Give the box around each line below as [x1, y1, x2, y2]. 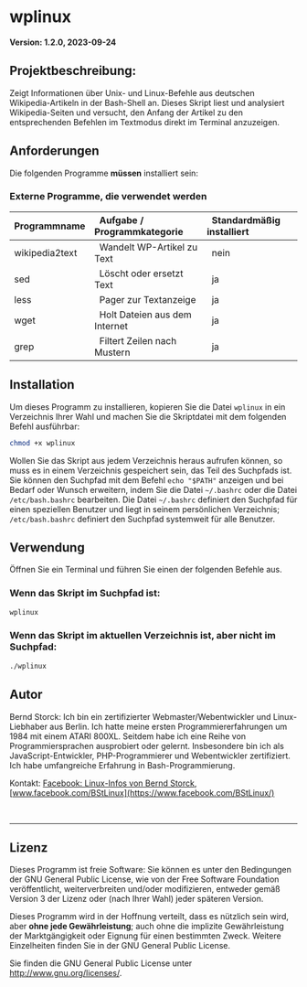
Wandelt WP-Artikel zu [99, 241, 198, 253]
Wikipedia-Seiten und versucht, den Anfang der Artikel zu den [9, 107, 244, 118]
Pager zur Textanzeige [99, 293, 196, 306]
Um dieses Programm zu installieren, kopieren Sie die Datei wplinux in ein [9, 401, 286, 413]
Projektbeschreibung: [9, 63, 137, 79]
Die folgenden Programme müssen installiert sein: [9, 167, 199, 178]
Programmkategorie [94, 225, 184, 238]
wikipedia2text [14, 246, 78, 259]
